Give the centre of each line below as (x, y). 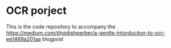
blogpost (53, 39)
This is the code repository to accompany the (61, 27)
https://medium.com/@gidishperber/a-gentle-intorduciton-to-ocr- (86, 32)
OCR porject (36, 11)
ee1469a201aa (23, 39)
